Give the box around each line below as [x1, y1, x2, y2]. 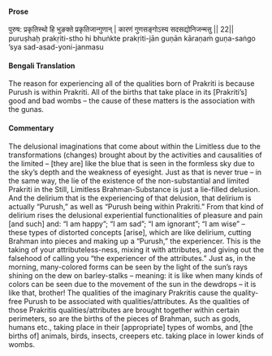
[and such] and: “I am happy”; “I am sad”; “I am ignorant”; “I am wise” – [8, 219, 246, 229]
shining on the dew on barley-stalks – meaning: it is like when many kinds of [8, 270, 263, 280]
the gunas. [8, 105, 45, 114]
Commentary [8, 123, 54, 133]
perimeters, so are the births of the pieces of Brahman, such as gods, [8, 313, 241, 324]
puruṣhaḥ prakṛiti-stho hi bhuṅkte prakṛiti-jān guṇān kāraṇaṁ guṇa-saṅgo [8, 33, 256, 44]
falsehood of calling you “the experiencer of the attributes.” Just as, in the [8, 253, 256, 263]
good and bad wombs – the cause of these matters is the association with [8, 96, 256, 105]
